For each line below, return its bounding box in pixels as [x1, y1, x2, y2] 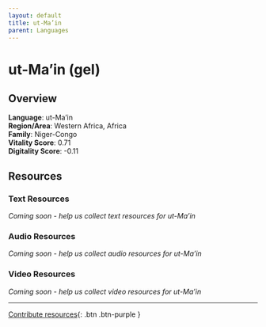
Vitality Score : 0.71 [8, 138, 71, 147]
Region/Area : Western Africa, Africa [8, 121, 127, 131]
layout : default [8, 11, 62, 20]
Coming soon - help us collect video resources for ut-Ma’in [8, 287, 202, 296]
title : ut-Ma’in [8, 19, 62, 27]
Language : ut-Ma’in [8, 112, 74, 123]
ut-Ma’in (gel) [8, 60, 101, 78]
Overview [8, 92, 58, 105]
